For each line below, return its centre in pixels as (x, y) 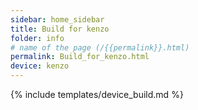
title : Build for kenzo (60, 29)
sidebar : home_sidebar (57, 19)
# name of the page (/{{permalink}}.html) (100, 47)
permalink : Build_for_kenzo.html (80, 57)
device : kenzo (40, 66)
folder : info (37, 38)
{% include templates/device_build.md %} (97, 94)
